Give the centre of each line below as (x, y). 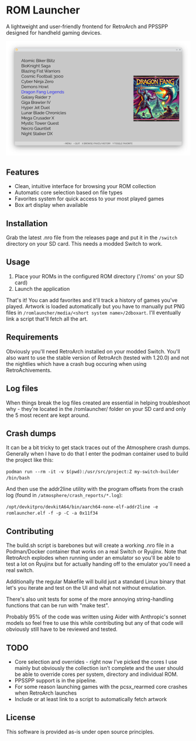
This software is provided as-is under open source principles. (80, 732)
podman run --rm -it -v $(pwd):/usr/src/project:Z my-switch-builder (93, 472)
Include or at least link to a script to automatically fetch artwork (91, 699)
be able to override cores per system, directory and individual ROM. (96, 674)
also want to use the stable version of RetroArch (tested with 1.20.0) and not (97, 358)
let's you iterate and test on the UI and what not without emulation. (86, 588)
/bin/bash (18, 478)
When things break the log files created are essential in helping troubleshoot (98, 403)
